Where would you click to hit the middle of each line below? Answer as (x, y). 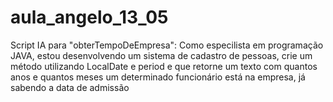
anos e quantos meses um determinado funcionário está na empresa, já (158, 77)
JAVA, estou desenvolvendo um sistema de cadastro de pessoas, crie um (161, 55)
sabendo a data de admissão (70, 87)
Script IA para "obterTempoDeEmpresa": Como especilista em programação (167, 45)
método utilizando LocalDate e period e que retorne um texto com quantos (164, 66)
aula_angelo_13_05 (89, 17)
